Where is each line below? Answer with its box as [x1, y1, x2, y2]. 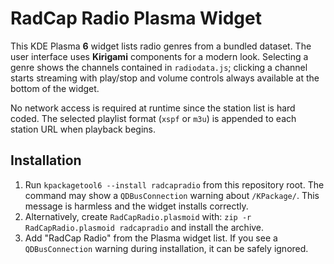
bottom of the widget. [10, 82, 100, 94]
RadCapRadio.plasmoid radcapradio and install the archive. [24, 221, 265, 233]
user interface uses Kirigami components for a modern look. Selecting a [10, 50, 309, 62]
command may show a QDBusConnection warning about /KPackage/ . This [24, 189, 320, 201]
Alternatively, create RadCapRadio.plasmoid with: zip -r [24, 210, 252, 222]
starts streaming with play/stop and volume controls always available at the [10, 72, 320, 84]
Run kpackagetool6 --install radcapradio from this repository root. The [24, 178, 325, 191]
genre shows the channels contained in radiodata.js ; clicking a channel [10, 61, 308, 73]
